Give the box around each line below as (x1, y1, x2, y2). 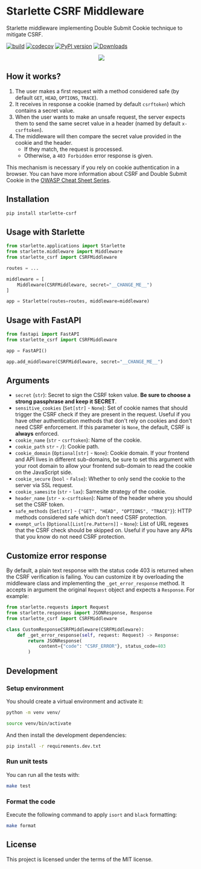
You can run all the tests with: (6, 771, 80, 778)
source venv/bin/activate (6, 720, 71, 727)
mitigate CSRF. (6, 30, 43, 38)
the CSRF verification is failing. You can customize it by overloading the (6, 573, 184, 581)
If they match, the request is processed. (24, 145, 124, 153)
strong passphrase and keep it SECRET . (14, 398, 116, 405)
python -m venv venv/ (6, 709, 61, 716)
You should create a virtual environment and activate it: (6, 698, 144, 705)
